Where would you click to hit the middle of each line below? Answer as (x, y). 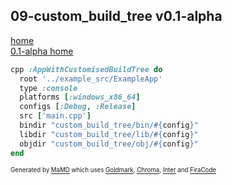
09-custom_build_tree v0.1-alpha (116, 16)
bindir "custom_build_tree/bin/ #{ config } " (109, 125)
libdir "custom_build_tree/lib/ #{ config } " (109, 134)
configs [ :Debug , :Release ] (78, 107)
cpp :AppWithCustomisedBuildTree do (86, 69)
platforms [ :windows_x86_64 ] (80, 97)
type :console (48, 88)
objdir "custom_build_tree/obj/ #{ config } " (109, 144)
